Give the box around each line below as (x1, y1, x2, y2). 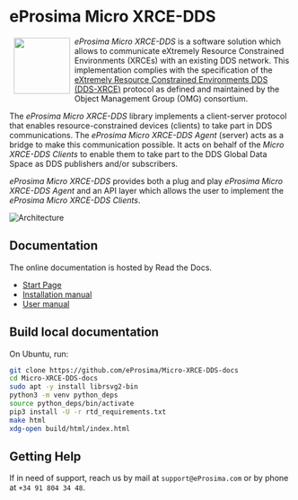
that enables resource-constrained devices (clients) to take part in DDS (9, 119, 273, 131)
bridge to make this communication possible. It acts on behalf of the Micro (9, 139, 285, 150)
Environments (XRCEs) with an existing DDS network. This (74, 55, 290, 66)
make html (9, 416, 47, 425)
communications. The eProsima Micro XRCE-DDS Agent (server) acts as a (9, 129, 285, 140)
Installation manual (22, 289, 92, 300)
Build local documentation (9, 325, 160, 340)
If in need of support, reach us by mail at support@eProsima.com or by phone (9, 473, 289, 484)
